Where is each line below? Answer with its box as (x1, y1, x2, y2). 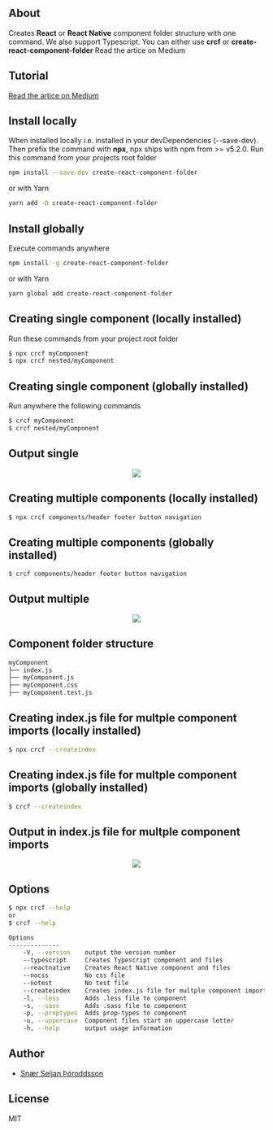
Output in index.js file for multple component (8, 825, 241, 839)
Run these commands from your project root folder (8, 334, 179, 343)
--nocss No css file (23, 971, 126, 979)
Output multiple (8, 592, 89, 606)
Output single (8, 447, 79, 460)
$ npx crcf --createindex (8, 745, 96, 753)
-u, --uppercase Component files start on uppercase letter (23, 1017, 234, 1025)
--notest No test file (23, 979, 129, 987)
